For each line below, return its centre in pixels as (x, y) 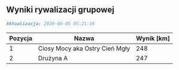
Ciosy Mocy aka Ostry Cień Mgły (84, 48)
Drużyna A (53, 58)
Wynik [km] (153, 38)
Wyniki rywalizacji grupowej (60, 10)
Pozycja (21, 38)
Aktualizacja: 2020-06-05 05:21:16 (51, 23)
